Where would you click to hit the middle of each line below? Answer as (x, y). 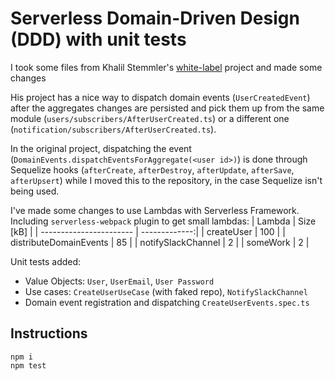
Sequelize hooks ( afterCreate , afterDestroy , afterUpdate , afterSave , (152, 169)
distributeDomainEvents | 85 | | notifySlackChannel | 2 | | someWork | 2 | (160, 242)
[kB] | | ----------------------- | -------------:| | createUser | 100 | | (148, 231)
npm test (28, 365)
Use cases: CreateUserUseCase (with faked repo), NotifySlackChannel (166, 291)
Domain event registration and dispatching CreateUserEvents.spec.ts (167, 302)
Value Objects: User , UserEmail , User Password (119, 281)
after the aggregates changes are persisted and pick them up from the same (167, 108)
